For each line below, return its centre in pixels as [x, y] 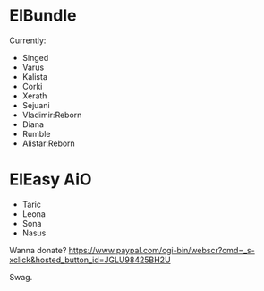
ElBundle [43, 16]
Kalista [34, 76]
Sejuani [36, 105]
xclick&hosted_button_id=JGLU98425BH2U [90, 260]
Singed [35, 57]
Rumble [36, 133]
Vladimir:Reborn [52, 115]
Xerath [34, 96]
